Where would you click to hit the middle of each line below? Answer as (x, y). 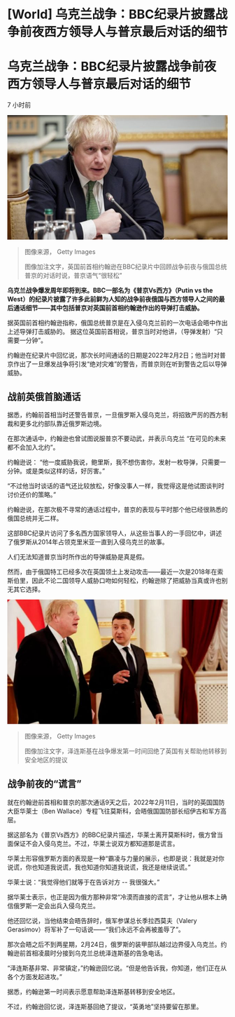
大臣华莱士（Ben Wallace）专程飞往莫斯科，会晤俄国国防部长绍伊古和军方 (114, 811)
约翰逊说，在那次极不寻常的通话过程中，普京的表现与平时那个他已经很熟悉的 (117, 510)
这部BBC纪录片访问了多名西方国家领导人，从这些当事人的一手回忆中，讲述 (115, 533)
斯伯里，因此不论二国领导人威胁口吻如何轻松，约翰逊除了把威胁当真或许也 (114, 581)
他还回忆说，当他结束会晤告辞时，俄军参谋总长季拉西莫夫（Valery (102, 920)
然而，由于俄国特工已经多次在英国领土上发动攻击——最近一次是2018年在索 (115, 572)
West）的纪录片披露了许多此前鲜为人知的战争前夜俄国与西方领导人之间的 (113, 299)
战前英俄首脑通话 (44, 397)
